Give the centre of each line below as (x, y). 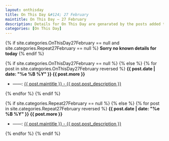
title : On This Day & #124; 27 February (47, 15)
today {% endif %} (25, 54)
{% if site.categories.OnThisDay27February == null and (62, 43)
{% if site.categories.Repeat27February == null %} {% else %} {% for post (82, 103)
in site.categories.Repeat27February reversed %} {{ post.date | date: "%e (82, 109)
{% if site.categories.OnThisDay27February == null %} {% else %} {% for (81, 63)
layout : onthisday (24, 10)
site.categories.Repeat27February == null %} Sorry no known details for (81, 48)
